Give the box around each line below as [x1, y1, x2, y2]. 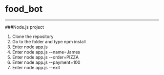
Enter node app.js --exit [12, 64, 60, 70]
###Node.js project [5, 24, 44, 30]
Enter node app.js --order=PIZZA [12, 54, 79, 60]
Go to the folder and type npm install [12, 38, 86, 44]
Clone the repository [12, 33, 54, 39]
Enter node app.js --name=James [12, 49, 81, 55]
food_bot [5, 3, 43, 15]
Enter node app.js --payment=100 [12, 59, 81, 65]
